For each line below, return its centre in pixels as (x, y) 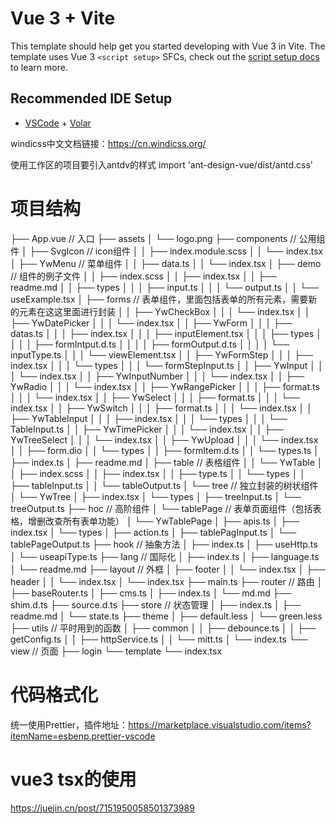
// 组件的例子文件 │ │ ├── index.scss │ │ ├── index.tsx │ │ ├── (144, 276)
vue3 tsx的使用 (73, 779)
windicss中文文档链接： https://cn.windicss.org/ (108, 143)
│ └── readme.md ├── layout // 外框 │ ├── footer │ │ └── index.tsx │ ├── (168, 569)
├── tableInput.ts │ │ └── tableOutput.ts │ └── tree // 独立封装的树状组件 (164, 485)
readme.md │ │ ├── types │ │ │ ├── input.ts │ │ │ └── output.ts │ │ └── (164, 287)
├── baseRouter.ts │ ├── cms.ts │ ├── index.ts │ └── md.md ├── (151, 593)
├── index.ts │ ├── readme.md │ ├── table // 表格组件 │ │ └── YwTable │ (166, 462)
